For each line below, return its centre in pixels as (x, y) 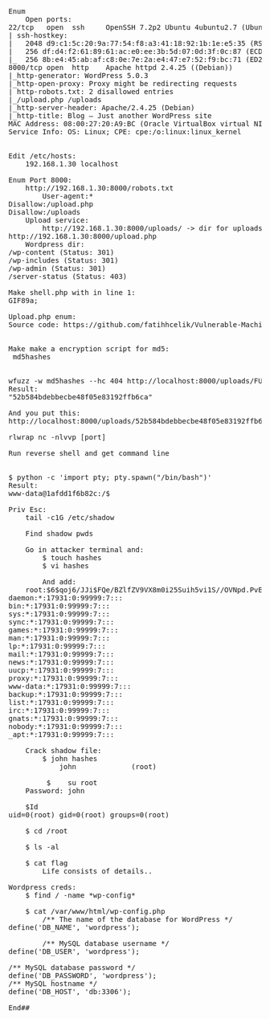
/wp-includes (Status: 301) (63, 260)
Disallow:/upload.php (51, 204)
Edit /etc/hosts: (42, 156)
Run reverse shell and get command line (89, 453)
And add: (59, 582)
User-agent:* (68, 196)
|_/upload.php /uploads (55, 100)
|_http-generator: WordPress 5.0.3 (78, 76)
